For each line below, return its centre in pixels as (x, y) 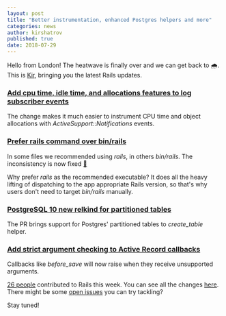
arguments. (23, 271)
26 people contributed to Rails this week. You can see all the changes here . (113, 284)
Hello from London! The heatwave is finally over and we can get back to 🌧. (113, 65)
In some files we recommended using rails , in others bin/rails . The (100, 156)
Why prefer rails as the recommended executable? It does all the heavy (108, 177)
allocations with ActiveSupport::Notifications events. (81, 123)
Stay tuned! (23, 305)
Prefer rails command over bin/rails (67, 141)
